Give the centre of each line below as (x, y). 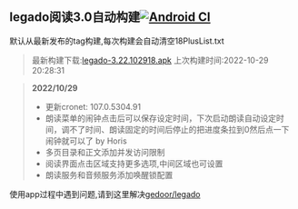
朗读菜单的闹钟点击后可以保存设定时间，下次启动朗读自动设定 (161, 118)
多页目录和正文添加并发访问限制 (105, 152)
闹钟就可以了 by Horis (86, 141)
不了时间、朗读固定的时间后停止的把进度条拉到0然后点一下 (179, 129)
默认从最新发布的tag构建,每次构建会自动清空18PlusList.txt (117, 41)
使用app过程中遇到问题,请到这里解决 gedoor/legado (105, 194)
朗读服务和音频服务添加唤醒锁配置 (109, 174)
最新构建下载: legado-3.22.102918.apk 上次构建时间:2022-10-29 (150, 60)
